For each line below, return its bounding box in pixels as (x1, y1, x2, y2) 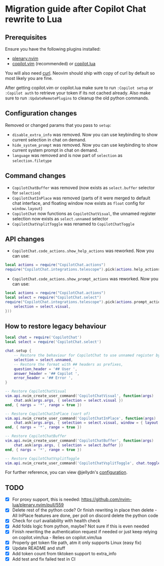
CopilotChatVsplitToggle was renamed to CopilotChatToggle (12, 221, 135, 227)
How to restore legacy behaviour (5, 322, 106, 330)
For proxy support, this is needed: (12, 496, 81, 503)
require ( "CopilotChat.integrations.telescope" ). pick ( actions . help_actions (5, 267, 161, 272)
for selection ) (12, 190, 41, 195)
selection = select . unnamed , (14, 357, 73, 362)
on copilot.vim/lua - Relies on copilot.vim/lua (12, 534, 102, 540)
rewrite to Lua (5, 14, 62, 25)
